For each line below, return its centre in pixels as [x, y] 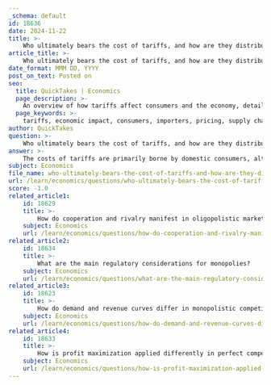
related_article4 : [39, 331]
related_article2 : [39, 241]
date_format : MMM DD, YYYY [54, 69]
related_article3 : [39, 286]
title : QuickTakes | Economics [68, 91]
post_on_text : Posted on [50, 76]
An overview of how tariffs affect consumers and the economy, [131, 106]
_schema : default [38, 16]
